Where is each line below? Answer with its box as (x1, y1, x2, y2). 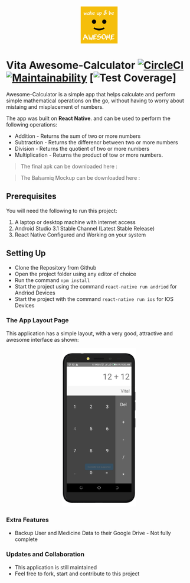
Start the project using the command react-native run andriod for (14, 283, 177, 290)
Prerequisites (6, 192, 57, 202)
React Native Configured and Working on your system (14, 231, 146, 238)
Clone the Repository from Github (14, 264, 97, 271)
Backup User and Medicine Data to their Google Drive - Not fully (14, 529, 171, 536)
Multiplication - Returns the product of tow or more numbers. (14, 151, 163, 158)
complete (14, 536, 38, 543)
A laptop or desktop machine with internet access (14, 218, 136, 225)
